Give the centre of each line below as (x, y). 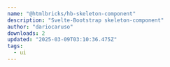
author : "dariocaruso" (40, 27)
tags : (15, 46)
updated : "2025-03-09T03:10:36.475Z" (62, 40)
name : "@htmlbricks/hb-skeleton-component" (72, 14)
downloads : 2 (26, 33)
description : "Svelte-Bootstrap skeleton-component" (86, 20)
